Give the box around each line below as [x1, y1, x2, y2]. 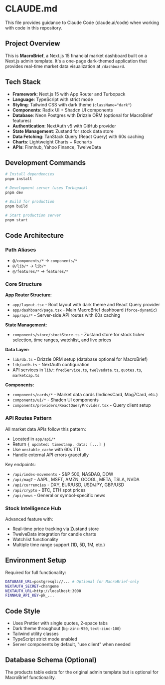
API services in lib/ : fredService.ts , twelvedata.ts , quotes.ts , [12, 367, 143, 373]
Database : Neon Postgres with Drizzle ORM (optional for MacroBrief [12, 112, 153, 118]
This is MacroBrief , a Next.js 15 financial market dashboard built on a [5, 52, 147, 58]
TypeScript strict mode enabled [12, 636, 78, 642]
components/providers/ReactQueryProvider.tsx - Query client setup [12, 402, 151, 408]
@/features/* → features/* [12, 268, 69, 274]
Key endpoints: [5, 461, 36, 467]
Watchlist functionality [12, 536, 58, 542]
